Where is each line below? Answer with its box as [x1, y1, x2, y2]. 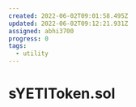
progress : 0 [8, 34, 49, 43]
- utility [15, 49, 49, 58]
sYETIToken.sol [8, 84, 116, 103]
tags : [8, 42, 27, 50]
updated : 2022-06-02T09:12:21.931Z [8, 19, 129, 28]
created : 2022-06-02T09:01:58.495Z [8, 11, 129, 20]
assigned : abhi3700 [8, 27, 74, 35]
